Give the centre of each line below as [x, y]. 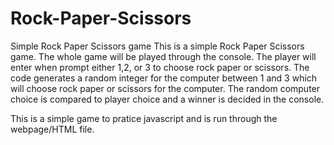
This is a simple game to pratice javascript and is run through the [144, 118]
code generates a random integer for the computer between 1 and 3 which [164, 78]
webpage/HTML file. [52, 129]
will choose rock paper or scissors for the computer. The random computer [165, 88]
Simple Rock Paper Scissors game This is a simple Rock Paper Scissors [157, 46]
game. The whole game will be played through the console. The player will [163, 56]
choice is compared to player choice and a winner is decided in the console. [167, 99]
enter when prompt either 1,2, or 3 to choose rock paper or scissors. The [160, 67]
